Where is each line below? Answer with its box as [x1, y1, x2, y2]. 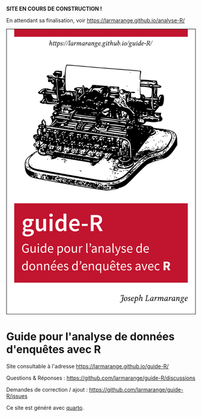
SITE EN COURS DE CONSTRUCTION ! [6, 5, 102, 12]
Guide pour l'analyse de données [6, 329, 175, 343]
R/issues [6, 392, 28, 399]
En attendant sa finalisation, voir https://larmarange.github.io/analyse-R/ [6, 17, 185, 24]
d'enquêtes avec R [6, 342, 101, 356]
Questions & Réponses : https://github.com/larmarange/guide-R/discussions [6, 374, 195, 381]
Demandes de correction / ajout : [6, 386, 88, 393]
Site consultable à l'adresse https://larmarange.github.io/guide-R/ [6, 362, 169, 370]
